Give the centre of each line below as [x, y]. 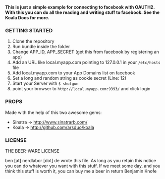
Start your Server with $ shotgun [45, 83]
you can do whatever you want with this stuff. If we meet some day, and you [83, 166]
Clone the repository [33, 41]
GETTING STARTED [29, 30]
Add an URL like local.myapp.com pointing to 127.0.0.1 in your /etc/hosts [86, 62]
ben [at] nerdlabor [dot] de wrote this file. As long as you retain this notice [81, 160]
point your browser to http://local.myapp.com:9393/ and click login [81, 89]
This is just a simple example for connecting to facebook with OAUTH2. [80, 7]
